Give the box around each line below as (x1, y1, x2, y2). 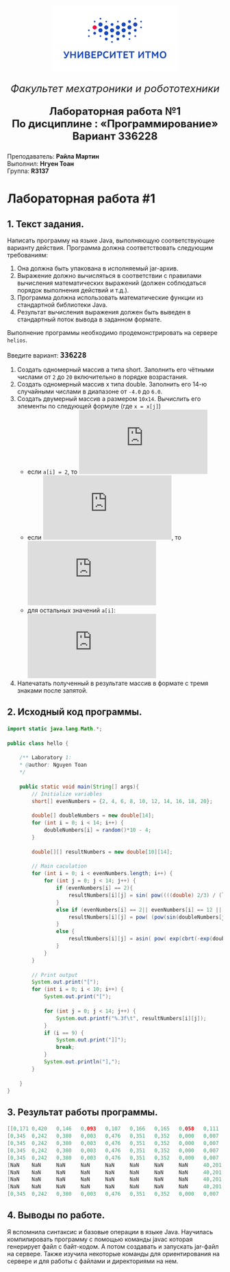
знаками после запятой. (16, 686, 88, 695)
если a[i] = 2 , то (27, 467, 77, 476)
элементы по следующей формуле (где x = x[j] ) (16, 402, 162, 410)
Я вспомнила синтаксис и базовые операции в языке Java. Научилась (7, 1227, 214, 1236)
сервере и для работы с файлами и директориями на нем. (7, 1257, 179, 1265)
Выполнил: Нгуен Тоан (7, 160, 75, 167)
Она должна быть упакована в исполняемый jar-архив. (16, 264, 179, 273)
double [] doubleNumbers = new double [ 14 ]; (31, 812, 155, 819)
